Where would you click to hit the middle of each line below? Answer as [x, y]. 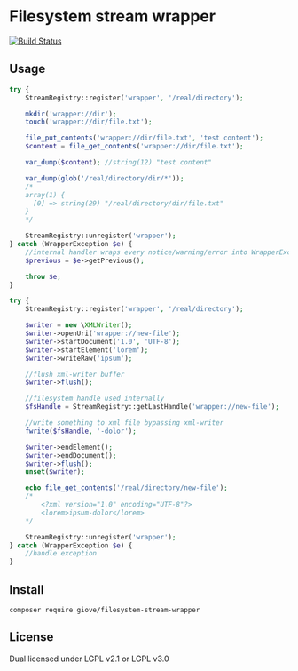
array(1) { [45, 195]
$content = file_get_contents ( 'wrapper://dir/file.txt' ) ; [134, 147]
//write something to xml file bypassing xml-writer [125, 423]
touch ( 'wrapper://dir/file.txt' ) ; [89, 122]
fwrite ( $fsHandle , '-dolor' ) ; [81, 431]
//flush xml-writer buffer [75, 374]
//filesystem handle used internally [95, 399]
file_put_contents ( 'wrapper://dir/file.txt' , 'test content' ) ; [145, 138]
